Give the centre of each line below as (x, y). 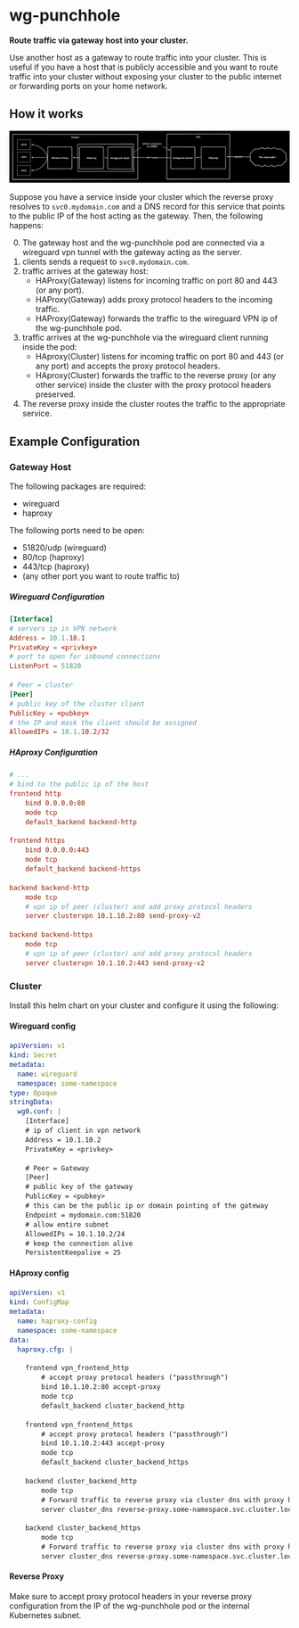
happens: (27, 226)
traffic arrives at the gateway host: (85, 271)
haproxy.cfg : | (45, 1349)
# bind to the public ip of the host (79, 785)
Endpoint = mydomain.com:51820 (83, 1215)
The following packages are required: (78, 486)
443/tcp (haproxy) (56, 566)
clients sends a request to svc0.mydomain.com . (105, 262)
